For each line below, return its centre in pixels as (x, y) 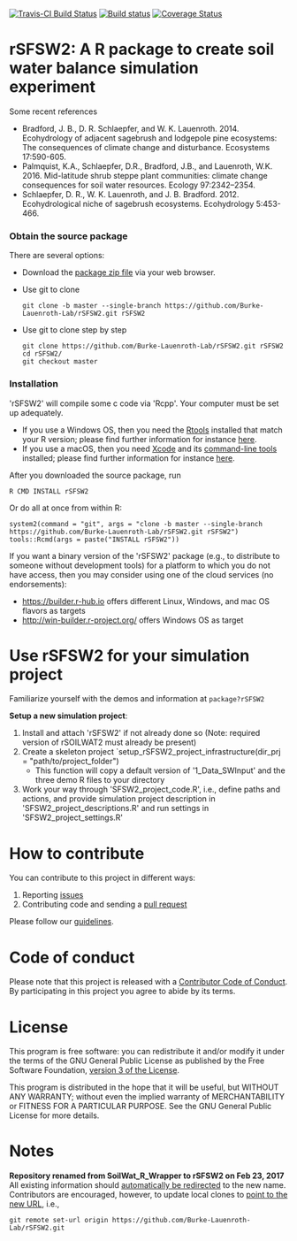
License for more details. (54, 1115)
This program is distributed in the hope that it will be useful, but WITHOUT (144, 1087)
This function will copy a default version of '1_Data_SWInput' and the (160, 770)
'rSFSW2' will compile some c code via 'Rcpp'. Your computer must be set (144, 403)
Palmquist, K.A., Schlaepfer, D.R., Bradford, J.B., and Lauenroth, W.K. (147, 166)
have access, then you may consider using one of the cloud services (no (141, 574)
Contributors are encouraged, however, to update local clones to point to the (148, 1195)
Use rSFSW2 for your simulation (129, 655)
